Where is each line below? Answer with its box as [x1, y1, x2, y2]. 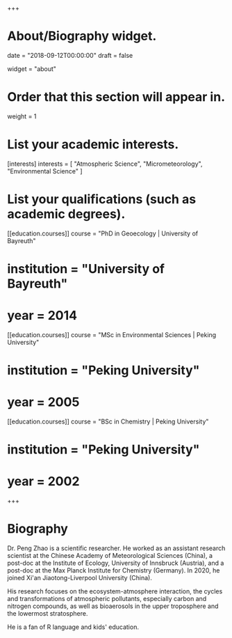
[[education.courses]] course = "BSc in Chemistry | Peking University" [7, 417, 209, 426]
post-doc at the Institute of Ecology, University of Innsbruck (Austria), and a [7, 559, 224, 568]
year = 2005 [7, 394, 80, 410]
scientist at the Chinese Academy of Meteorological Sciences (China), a [7, 552, 213, 560]
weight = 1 [7, 112, 37, 120]
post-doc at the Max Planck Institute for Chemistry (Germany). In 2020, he [7, 566, 220, 575]
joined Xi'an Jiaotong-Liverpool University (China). [7, 574, 153, 582]
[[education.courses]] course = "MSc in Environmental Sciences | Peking [7, 330, 217, 339]
